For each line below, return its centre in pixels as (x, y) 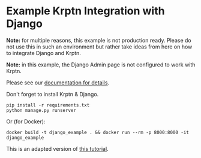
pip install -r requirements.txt (48, 105)
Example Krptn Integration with (85, 11)
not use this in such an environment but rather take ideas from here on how (99, 47)
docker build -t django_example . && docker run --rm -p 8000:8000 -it (97, 132)
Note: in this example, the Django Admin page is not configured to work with (101, 65)
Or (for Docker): (26, 121)
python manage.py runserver (41, 110)
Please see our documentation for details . (58, 83)
